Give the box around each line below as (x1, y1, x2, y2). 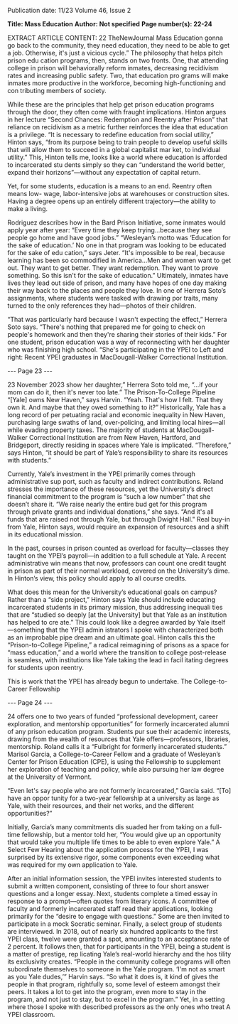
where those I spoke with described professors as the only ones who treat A (7, 1003, 231, 1011)
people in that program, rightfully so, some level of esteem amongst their (7, 980, 221, 988)
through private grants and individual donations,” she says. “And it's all (7, 507, 215, 516)
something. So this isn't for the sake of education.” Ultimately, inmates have (7, 271, 229, 279)
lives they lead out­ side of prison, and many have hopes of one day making (7, 279, 227, 287)
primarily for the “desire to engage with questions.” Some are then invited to (7, 912, 229, 920)
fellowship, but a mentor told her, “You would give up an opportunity (21, 831, 222, 839)
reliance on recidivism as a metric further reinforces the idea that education (7, 123, 229, 131)
